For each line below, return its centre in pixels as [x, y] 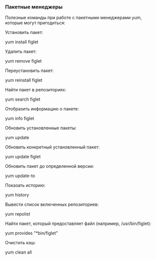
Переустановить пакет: [29, 71]
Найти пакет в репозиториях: [36, 90]
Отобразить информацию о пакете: [42, 109]
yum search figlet [23, 99]
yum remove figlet [23, 61]
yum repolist [18, 214]
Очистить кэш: [20, 243]
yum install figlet [22, 42]
